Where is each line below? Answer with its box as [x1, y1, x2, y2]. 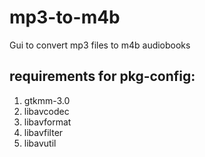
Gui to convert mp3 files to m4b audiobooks [9, 39, 191, 51]
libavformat [23, 116, 72, 128]
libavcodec [23, 105, 70, 117]
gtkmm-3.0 [23, 94, 71, 106]
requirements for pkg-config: [9, 68, 196, 85]
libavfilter [23, 126, 64, 138]
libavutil [23, 137, 57, 149]
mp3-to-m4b [9, 6, 121, 29]
